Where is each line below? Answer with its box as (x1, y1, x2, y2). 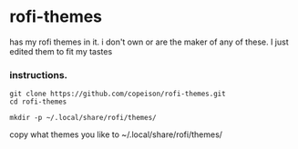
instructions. (9, 68, 68, 81)
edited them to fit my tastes (9, 45, 113, 56)
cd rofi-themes (9, 97, 67, 106)
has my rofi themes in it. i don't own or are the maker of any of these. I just (9, 36, 289, 47)
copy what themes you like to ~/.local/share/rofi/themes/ (9, 129, 223, 140)
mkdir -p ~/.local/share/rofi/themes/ (9, 114, 157, 123)
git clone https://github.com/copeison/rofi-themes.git (9, 89, 226, 99)
